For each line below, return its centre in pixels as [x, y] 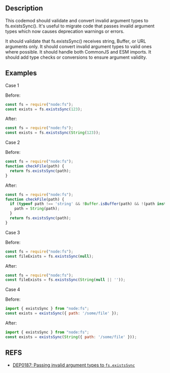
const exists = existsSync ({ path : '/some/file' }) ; [62, 313]
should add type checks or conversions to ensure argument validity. [76, 57]
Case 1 [12, 85]
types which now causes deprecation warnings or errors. [65, 31]
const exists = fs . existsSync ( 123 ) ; [44, 109]
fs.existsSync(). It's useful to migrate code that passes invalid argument [80, 26]
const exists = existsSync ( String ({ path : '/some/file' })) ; [71, 337]
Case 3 [13, 232]
